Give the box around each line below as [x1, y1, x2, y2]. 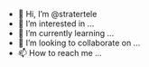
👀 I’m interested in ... [17, 18, 95, 29]
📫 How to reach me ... [17, 48, 102, 58]
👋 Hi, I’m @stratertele [17, 9, 98, 19]
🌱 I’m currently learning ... [17, 28, 115, 38]
